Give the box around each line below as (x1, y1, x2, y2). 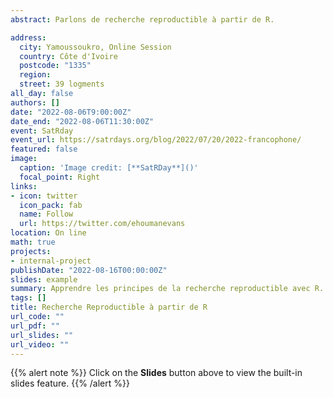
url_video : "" (10, 339, 70, 350)
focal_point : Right (19, 172, 101, 182)
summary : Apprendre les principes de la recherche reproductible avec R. (10, 284, 325, 294)
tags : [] (10, 293, 47, 303)
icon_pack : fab (19, 200, 83, 210)
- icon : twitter (10, 191, 78, 201)
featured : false (10, 144, 78, 155)
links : (10, 181, 38, 191)
